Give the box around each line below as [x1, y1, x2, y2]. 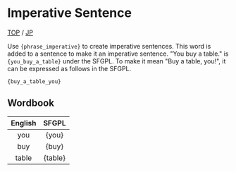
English [11, 118, 37, 128]
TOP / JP [7, 28, 34, 37]
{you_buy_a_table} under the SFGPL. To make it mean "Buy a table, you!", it [7, 56, 226, 65]
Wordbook [7, 97, 55, 109]
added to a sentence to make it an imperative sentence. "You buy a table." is [7, 49, 229, 58]
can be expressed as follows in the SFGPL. [7, 64, 132, 73]
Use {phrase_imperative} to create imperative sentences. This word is [7, 42, 211, 50]
